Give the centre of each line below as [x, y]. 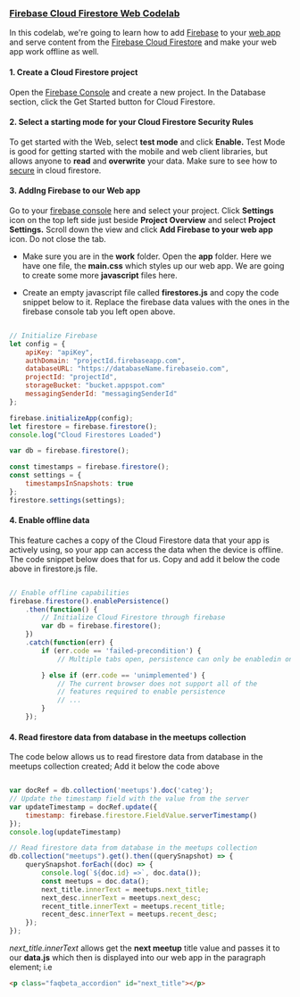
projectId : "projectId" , [71, 378]
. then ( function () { [62, 610]
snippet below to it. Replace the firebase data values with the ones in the [156, 302]
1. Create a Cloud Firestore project [74, 72]
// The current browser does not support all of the [157, 684]
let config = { [37, 344]
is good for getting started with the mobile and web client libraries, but [138, 151]
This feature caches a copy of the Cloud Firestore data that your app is [139, 540]
